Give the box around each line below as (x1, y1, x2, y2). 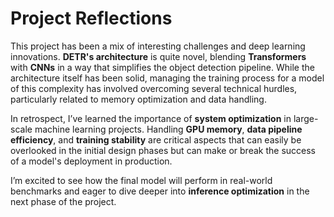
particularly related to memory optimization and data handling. (10, 93, 267, 105)
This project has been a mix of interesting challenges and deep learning (10, 40, 306, 52)
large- (293, 112, 319, 124)
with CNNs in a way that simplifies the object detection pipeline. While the (10, 61, 315, 73)
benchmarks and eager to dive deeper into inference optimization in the (10, 185, 310, 197)
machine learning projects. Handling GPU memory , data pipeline (34, 123, 303, 135)
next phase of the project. (10, 195, 117, 207)
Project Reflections (10, 7, 173, 30)
